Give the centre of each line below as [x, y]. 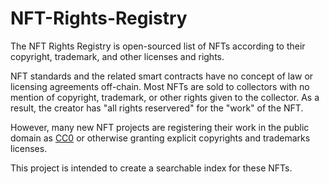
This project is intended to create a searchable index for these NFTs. [151, 168]
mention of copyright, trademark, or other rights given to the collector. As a [165, 97]
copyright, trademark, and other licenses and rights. [117, 56]
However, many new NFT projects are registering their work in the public [160, 127]
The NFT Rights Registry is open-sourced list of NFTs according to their [158, 46]
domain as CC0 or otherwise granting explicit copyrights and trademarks [160, 138]
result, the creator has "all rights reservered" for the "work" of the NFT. [157, 108]
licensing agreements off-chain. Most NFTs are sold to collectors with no [160, 86]
